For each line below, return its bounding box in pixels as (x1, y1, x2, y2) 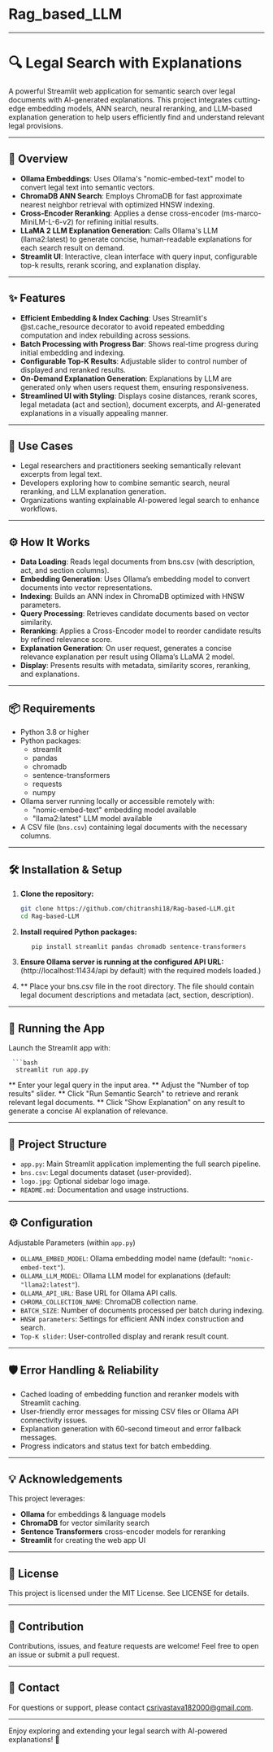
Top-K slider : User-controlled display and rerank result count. (19, 1331, 229, 1341)
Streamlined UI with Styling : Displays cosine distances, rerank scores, (19, 391, 258, 400)
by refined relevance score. (19, 635, 113, 644)
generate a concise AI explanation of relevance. (8, 1106, 168, 1116)
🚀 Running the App (8, 1021, 106, 1035)
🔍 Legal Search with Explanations (8, 54, 242, 72)
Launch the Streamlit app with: (8, 1043, 111, 1053)
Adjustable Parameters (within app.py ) (8, 1238, 136, 1247)
